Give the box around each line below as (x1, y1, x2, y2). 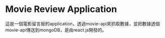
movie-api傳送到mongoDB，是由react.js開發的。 (5, 26, 107, 33)
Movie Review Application (5, 3, 117, 15)
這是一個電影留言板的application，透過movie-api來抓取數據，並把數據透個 (5, 20, 160, 26)
